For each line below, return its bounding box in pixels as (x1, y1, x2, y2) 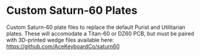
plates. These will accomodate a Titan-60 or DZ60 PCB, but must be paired (6, 30, 195, 37)
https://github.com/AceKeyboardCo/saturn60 (6, 43, 120, 50)
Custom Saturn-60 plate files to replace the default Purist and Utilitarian (6, 23, 186, 31)
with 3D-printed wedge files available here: (6, 36, 114, 43)
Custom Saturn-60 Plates (6, 4, 138, 17)
